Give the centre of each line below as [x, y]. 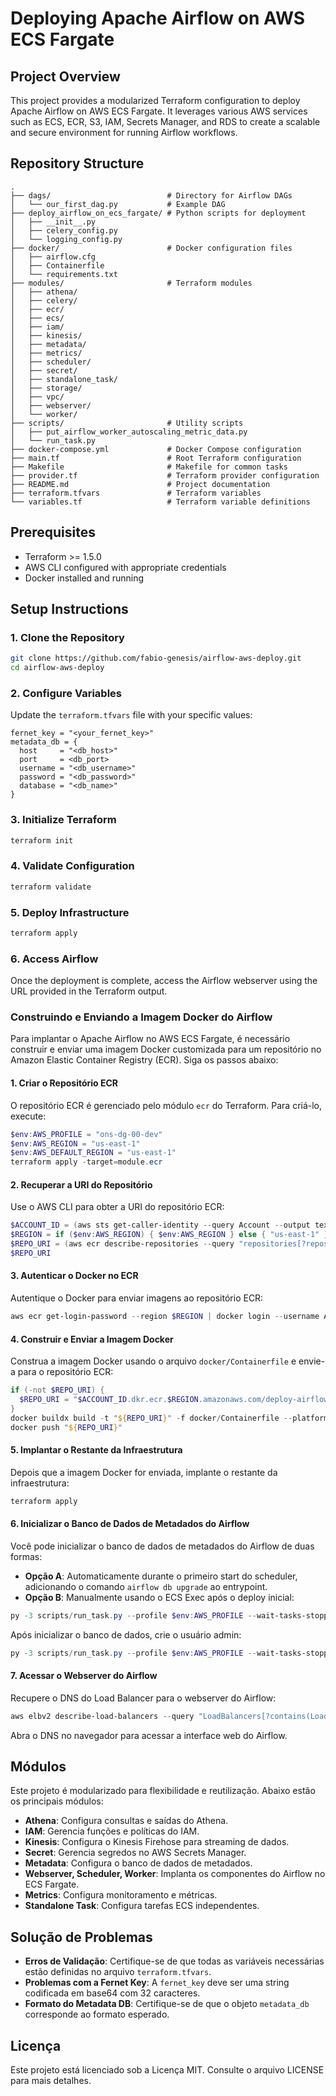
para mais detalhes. [51, 2081]
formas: [26, 1556]
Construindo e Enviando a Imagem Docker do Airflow [141, 1017]
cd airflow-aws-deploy [57, 668]
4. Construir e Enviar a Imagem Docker [92, 1339]
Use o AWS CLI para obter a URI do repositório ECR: [117, 1207]
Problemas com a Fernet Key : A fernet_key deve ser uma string [157, 1983]
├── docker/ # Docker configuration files [151, 248]
